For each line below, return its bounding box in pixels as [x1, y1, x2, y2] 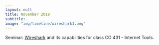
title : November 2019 [5, 12, 50, 17]
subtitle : [5, 16, 26, 21]
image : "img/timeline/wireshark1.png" [5, 21, 86, 26]
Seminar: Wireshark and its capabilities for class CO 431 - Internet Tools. [5, 35, 155, 41]
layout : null [5, 7, 32, 12]
